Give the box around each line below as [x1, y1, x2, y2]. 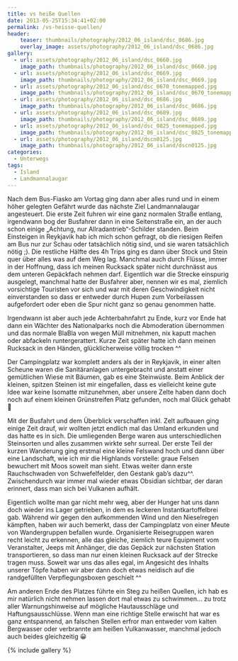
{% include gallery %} [7, 645, 72, 654]
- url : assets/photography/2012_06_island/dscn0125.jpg [13, 135, 182, 142]
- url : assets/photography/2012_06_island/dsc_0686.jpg [13, 96, 182, 103]
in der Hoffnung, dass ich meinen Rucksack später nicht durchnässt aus [7, 262, 217, 271]
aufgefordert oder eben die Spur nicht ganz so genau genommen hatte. [7, 300, 216, 308]
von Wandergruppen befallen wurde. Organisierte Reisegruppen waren [7, 528, 215, 536]
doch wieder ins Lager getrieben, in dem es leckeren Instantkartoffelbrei [7, 505, 218, 514]
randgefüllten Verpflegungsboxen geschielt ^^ [7, 573, 142, 582]
